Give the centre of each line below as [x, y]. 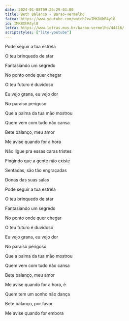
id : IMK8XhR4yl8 [22, 23]
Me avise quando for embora [34, 313]
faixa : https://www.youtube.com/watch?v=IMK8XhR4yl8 [60, 19]
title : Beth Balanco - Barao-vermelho [45, 14]
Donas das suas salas [27, 180]
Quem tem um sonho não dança [38, 294]
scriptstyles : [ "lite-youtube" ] [38, 32]
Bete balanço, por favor [29, 304]
